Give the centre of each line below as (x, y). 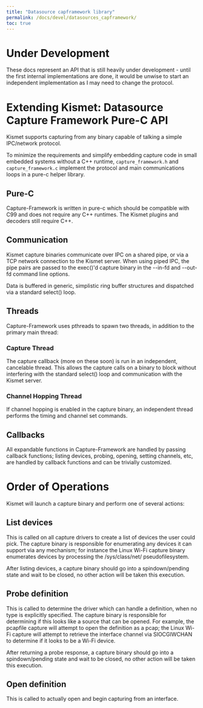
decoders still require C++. (40, 221)
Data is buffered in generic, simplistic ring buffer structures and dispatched (100, 286)
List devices (30, 523)
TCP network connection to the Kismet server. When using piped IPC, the (98, 261)
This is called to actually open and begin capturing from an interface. (92, 699)
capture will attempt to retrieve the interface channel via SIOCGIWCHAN (102, 634)
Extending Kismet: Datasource (85, 107)
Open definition (36, 685)
